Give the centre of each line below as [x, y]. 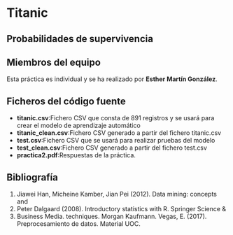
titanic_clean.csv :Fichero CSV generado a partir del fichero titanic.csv [119, 133]
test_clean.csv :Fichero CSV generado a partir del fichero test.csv [112, 148]
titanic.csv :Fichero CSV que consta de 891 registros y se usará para [115, 118]
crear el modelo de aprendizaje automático [78, 126]
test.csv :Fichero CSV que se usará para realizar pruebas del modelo [116, 141]
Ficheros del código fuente [66, 101]
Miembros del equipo [54, 62]
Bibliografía [33, 177]
